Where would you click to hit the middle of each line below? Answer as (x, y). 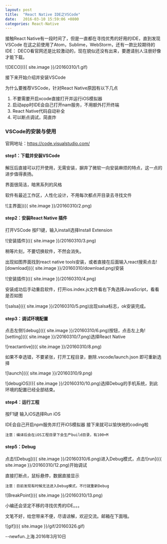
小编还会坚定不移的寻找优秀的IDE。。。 (44, 505)
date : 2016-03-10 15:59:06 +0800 (42, 19)
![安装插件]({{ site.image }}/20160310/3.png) (51, 240)
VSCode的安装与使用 (31, 132)
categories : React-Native (32, 24)
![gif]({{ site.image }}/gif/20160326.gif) (45, 526)
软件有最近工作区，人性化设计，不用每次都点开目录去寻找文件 (69, 195)
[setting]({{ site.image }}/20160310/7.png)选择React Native (65, 337)
